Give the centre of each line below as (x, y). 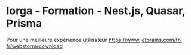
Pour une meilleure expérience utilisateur (57, 40)
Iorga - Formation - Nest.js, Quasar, (96, 11)
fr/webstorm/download (34, 46)
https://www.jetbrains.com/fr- (145, 40)
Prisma (24, 23)
